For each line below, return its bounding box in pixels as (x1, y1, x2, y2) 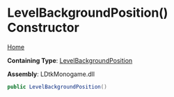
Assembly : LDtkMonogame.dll (7, 70, 95, 78)
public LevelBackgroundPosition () (7, 83, 108, 90)
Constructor (7, 20, 80, 36)
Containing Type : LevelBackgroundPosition (7, 56, 133, 64)
